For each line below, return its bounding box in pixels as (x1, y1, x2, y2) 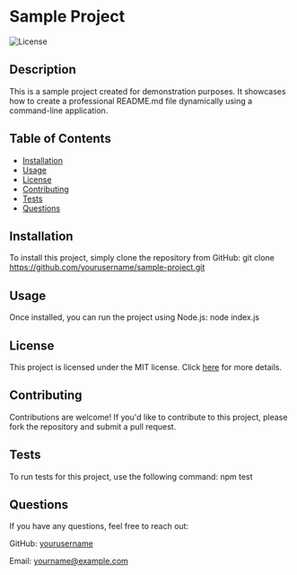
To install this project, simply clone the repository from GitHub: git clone (9, 252, 275, 263)
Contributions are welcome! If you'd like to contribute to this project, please (9, 411, 288, 422)
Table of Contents (9, 131, 112, 146)
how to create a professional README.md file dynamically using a (9, 95, 253, 106)
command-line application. (9, 105, 109, 116)
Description (9, 62, 76, 77)
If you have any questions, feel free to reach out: (9, 521, 189, 532)
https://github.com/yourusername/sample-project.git (9, 262, 205, 273)
